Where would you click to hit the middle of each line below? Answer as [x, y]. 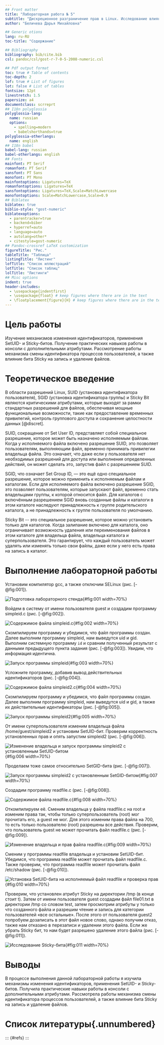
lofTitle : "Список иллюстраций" [38, 264]
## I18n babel [20, 146]
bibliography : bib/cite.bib [34, 54]
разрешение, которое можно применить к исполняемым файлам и [75, 479]
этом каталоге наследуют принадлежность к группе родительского [76, 505]
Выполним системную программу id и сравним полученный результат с [81, 643]
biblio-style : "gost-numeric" [36, 209]
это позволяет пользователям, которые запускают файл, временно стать [82, 489]
